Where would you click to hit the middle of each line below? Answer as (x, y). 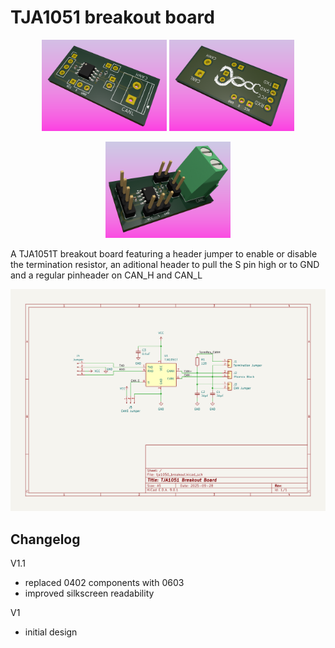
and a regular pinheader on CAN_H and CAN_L (106, 275)
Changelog (45, 539)
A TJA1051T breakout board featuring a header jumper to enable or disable (164, 254)
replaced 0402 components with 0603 (104, 582)
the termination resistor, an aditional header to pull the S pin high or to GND (165, 265)
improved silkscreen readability (89, 593)
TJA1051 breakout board (112, 17)
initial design (51, 632)
